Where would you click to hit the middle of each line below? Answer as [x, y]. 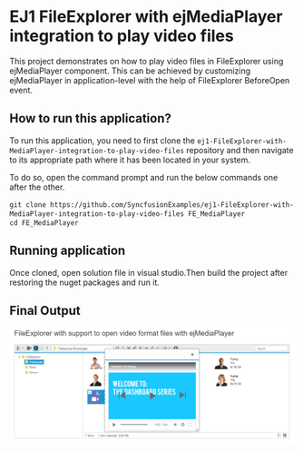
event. [21, 90]
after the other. [37, 187]
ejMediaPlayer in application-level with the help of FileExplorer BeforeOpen [150, 80]
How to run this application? [91, 118]
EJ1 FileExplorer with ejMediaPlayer [146, 17]
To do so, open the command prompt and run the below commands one [144, 177]
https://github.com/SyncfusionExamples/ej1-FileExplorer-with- [172, 205]
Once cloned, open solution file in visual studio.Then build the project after [149, 272]
